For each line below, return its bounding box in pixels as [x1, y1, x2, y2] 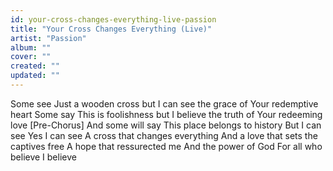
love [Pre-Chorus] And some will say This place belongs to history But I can [10, 119, 322, 131]
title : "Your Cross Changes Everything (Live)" [10, 24, 213, 34]
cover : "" [10, 52, 52, 62]
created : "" [10, 61, 60, 71]
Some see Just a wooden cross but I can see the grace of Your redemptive [10, 97, 319, 110]
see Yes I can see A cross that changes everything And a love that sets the [10, 129, 318, 141]
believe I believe [10, 151, 77, 163]
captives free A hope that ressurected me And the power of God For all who [10, 140, 323, 152]
